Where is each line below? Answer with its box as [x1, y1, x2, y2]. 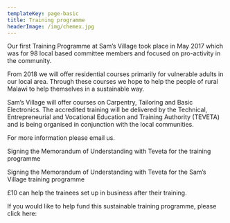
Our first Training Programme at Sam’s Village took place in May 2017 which [7, 42, 224, 51]
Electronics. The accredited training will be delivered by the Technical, [7, 105, 208, 114]
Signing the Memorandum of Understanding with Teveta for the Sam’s [7, 168, 206, 177]
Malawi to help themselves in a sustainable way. [7, 84, 144, 93]
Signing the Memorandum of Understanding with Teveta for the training [7, 147, 211, 156]
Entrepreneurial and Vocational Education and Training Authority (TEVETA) [7, 113, 220, 121]
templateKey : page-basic [7, 10, 79, 17]
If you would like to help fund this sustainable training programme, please [7, 202, 217, 211]
